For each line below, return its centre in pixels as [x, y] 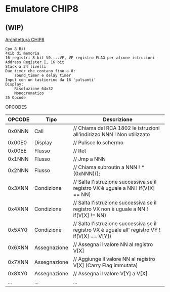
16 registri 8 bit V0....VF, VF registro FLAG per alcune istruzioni [80, 58]
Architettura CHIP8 [25, 39]
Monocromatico [29, 93]
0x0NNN [18, 131]
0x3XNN [18, 188]
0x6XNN [18, 247]
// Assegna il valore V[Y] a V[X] [110, 274]
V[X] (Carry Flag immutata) [105, 265]
